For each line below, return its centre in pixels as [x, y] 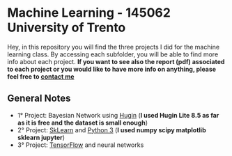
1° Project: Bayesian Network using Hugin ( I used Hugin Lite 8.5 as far [118, 115]
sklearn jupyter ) [41, 137]
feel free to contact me [41, 76]
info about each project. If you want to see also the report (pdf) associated [116, 61]
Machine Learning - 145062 [89, 13]
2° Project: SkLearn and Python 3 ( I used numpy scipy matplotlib [112, 130]
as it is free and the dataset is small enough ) [83, 123]
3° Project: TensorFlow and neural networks [80, 145]
